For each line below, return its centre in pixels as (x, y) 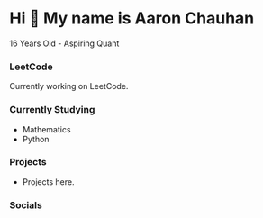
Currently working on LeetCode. (69, 86)
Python (36, 139)
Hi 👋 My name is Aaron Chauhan (132, 18)
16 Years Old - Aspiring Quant (64, 43)
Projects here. (48, 182)
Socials (26, 204)
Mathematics (46, 129)
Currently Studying (52, 110)
